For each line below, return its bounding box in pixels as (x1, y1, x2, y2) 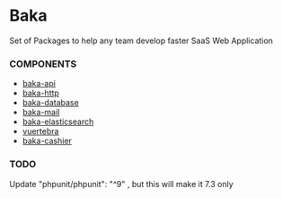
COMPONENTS (9, 58, 77, 70)
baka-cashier (22, 136, 72, 147)
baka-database (22, 97, 79, 108)
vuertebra (22, 126, 59, 137)
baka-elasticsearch (22, 116, 94, 127)
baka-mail (22, 107, 60, 118)
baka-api (22, 78, 57, 89)
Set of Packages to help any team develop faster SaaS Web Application (9, 35, 274, 46)
